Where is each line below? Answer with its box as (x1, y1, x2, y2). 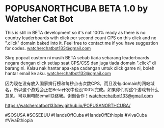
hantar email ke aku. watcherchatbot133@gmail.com (5, 70, 111, 76)
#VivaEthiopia (5, 117, 33, 123)
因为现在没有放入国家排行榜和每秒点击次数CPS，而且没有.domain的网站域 (5, 80, 155, 86)
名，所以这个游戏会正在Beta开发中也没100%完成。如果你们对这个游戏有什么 (5, 86, 159, 92)
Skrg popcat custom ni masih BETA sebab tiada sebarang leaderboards (5, 54, 150, 60)
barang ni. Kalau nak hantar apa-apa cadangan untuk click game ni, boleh (5, 65, 155, 71)
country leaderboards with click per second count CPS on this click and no (5, 35, 157, 41)
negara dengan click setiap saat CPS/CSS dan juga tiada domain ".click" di (5, 60, 156, 66)
